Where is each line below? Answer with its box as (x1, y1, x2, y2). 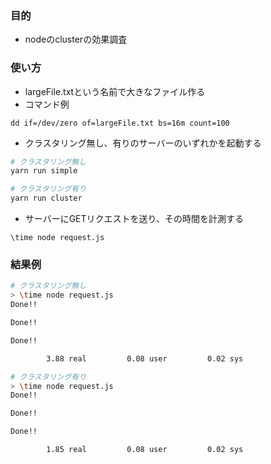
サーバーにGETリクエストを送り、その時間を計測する (24, 213, 244, 225)
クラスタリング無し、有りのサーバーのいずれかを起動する (24, 137, 262, 149)
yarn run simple (10, 166, 78, 176)
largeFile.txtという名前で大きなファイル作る (24, 85, 206, 97)
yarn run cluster (10, 193, 83, 204)
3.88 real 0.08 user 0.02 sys (46, 353, 244, 364)
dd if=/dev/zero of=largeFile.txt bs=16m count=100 (10, 118, 230, 128)
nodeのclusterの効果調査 (24, 33, 128, 46)
